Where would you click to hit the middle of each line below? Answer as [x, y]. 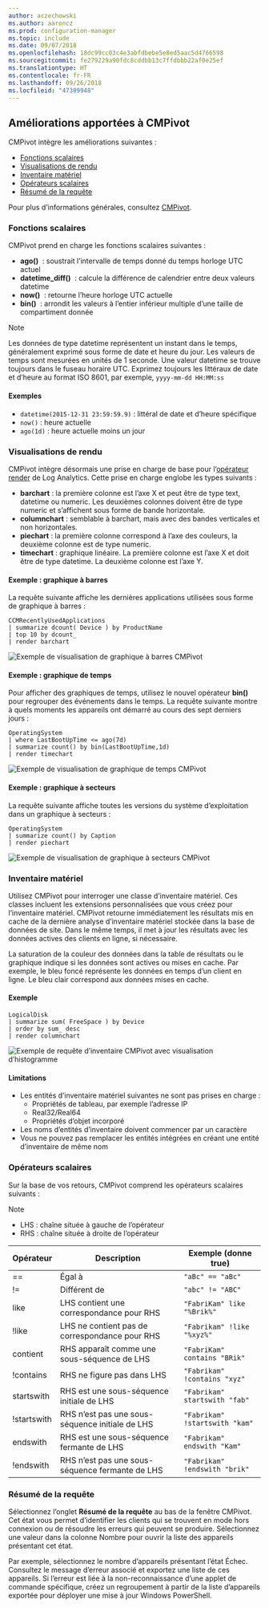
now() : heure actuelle [56, 422]
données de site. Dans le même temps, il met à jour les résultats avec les [128, 930]
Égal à [71, 1277]
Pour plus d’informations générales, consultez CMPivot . [100, 207]
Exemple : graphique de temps [60, 675]
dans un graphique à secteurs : [60, 814]
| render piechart [39, 843]
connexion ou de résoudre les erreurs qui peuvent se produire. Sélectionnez [134, 1529]
